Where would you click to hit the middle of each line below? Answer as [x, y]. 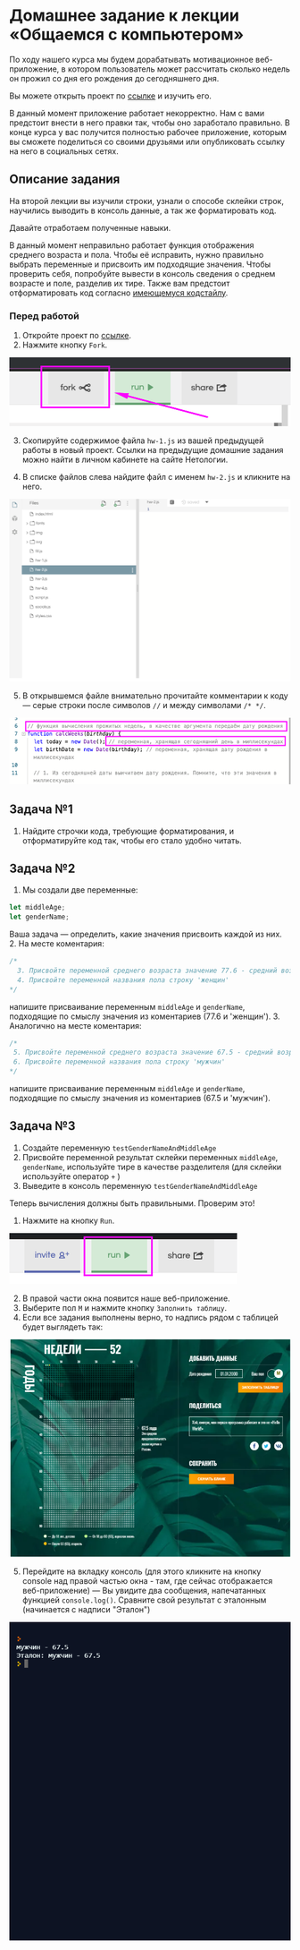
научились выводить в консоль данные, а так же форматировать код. [143, 210]
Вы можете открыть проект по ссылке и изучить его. [111, 96]
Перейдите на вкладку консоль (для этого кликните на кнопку [142, 1571]
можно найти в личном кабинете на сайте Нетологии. [125, 459]
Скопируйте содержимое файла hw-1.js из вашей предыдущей [143, 440]
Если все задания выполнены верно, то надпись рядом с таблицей [150, 1317]
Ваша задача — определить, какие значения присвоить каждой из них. [146, 934]
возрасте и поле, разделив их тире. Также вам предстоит [120, 283]
